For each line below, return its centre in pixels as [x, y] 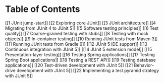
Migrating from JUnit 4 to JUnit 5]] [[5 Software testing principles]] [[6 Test [82, 28]
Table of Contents [43, 9]
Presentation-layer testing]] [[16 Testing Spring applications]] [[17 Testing [80, 54]
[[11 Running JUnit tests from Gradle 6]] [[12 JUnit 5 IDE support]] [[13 [76, 44]
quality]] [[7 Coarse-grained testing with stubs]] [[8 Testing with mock [77, 33]
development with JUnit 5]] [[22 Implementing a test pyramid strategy [88, 70]
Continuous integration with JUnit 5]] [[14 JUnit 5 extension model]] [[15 [79, 49]
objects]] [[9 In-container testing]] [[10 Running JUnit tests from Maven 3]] [81, 39]
